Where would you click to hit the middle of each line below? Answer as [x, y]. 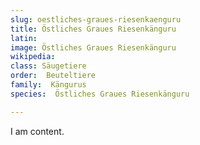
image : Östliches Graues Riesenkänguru [93, 47]
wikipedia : [33, 57]
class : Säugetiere [48, 66]
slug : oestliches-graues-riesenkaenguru [96, 19]
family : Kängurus [48, 85]
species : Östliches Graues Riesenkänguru [100, 94]
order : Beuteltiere [53, 76]
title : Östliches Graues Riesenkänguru [93, 29]
